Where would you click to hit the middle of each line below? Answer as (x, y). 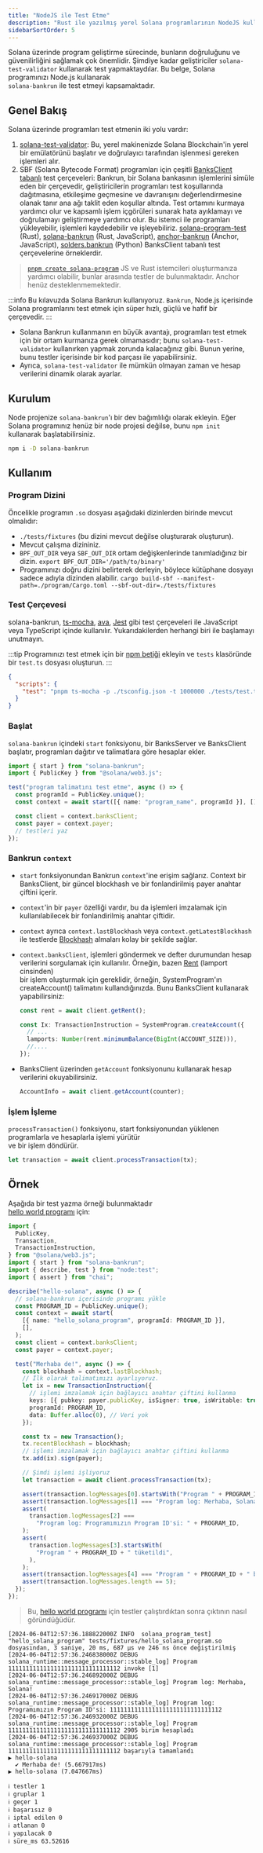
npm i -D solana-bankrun (49, 449)
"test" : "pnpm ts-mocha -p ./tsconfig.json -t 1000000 (113, 691)
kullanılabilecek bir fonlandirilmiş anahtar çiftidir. (97, 915)
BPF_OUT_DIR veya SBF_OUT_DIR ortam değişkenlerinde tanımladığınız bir (133, 553)
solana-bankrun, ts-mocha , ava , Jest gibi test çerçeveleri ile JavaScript (123, 622)
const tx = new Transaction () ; (73, 1437)
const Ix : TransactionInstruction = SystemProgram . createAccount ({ (132, 1025)
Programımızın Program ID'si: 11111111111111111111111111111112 (115, 1709)
